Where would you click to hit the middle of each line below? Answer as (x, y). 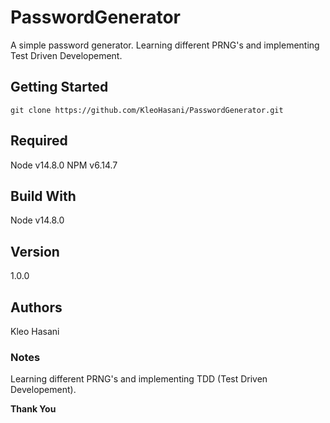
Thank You (33, 409)
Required (39, 141)
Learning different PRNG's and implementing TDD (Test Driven (139, 379)
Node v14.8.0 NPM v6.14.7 (64, 165)
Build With (43, 196)
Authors (36, 307)
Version (35, 251)
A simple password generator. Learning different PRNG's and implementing (165, 45)
